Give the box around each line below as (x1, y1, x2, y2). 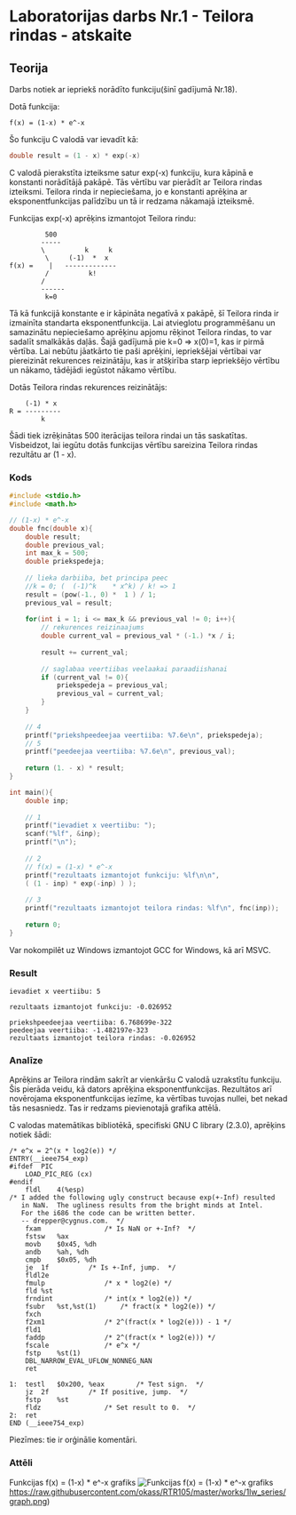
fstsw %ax (25, 1232, 69, 1241)
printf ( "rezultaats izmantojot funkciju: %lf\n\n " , (25, 870, 220, 879)
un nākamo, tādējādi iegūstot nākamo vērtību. (9, 365, 177, 375)
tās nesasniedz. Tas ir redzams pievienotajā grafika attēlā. (9, 1102, 222, 1113)
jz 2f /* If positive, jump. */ (25, 1388, 189, 1397)
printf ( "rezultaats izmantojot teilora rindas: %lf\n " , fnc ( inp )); (25, 904, 279, 913)
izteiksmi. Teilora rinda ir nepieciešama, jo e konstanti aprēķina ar (9, 186, 248, 196)
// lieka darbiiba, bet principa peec (25, 573, 168, 583)
